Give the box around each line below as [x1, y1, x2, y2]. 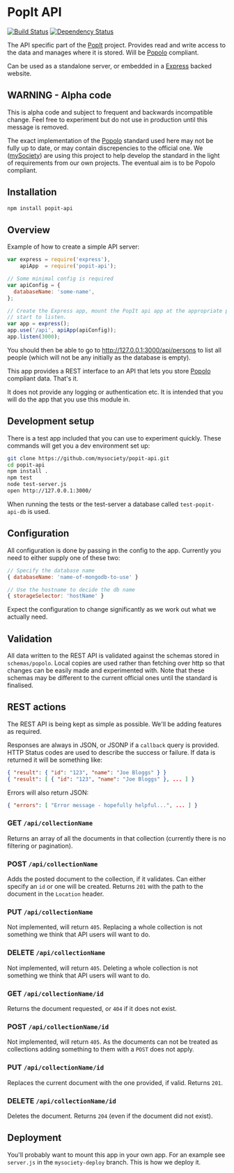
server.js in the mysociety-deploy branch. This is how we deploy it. [7, 1158, 201, 1166]
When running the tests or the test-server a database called [7, 500, 179, 508]
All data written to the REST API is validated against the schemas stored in [7, 651, 219, 660]
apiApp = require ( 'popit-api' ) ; [19, 263, 117, 270]
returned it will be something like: [7, 755, 103, 764]
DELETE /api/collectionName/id [7, 1095, 116, 1105]
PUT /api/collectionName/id [7, 1063, 104, 1072]
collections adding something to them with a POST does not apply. [7, 1045, 195, 1054]
